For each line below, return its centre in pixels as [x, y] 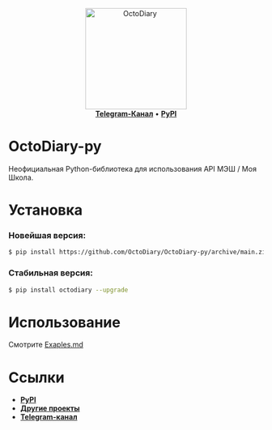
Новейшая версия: [47, 236]
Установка [46, 210]
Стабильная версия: [51, 273]
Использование [65, 322]
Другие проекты [50, 408]
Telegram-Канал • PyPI [136, 114]
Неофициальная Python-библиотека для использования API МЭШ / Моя [133, 168]
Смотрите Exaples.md [46, 345]
